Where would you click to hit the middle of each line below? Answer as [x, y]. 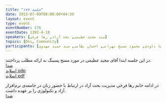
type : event [18, 23]
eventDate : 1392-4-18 [28, 32]
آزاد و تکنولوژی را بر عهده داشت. [36, 90]
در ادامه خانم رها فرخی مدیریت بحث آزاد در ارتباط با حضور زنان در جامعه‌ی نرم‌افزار [82, 85]
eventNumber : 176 [23, 28]
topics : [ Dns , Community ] [32, 42]
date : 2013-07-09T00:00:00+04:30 [40, 14]
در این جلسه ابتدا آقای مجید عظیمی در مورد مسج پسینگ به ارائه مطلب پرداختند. [79, 60]
